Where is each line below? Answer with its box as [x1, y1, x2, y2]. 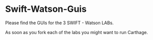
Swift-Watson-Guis [5, 3, 87, 15]
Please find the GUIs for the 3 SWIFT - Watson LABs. [5, 20, 114, 26]
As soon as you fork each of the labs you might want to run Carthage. [5, 29, 149, 35]
